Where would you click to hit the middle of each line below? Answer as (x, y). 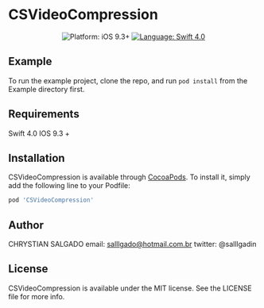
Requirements (44, 114)
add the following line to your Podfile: (70, 186)
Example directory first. (47, 89)
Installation (37, 158)
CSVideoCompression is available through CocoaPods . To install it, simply (129, 177)
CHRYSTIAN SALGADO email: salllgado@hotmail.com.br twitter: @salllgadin (132, 244)
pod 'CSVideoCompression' (51, 200)
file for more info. (37, 296)
